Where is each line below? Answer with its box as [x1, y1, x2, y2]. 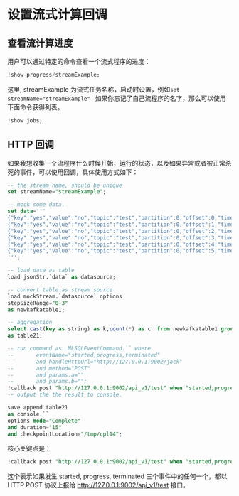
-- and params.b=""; [7, 378, 87, 385]
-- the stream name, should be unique [7, 182, 122, 189]
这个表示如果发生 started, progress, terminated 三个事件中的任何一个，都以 [7, 472, 228, 480]
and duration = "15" [7, 424, 62, 431]
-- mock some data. [7, 201, 65, 208]
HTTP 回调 [7, 139, 55, 151]
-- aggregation [7, 319, 53, 326]
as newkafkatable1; [7, 306, 65, 313]
